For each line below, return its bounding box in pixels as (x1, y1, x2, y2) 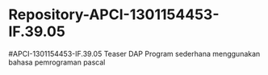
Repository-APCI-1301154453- (8, 6, 220, 24)
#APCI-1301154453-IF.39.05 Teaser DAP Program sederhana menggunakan (8, 49, 261, 58)
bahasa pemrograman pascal (8, 57, 106, 67)
